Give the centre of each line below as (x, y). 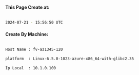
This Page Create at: (27, 7)
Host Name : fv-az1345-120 (34, 50)
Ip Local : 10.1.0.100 (31, 68)
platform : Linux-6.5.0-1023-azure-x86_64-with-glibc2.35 (70, 59)
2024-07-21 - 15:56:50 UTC (34, 23)
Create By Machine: (27, 34)
